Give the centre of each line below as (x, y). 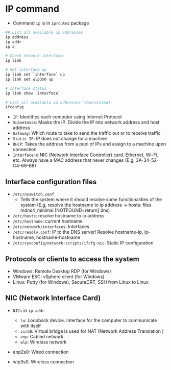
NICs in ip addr (29, 310)
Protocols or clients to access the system (72, 259)
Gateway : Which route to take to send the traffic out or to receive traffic (87, 133)
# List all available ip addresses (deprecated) (58, 103)
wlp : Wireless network (43, 342)
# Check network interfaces (35, 56)
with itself (31, 326)
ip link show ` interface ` (33, 93)
